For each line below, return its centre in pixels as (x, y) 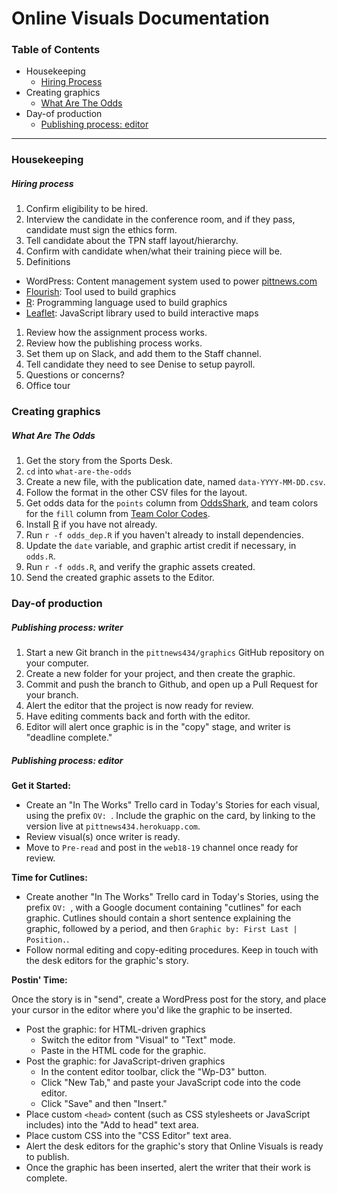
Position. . (47, 939)
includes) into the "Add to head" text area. (112, 1125)
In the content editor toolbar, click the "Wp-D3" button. (154, 1072)
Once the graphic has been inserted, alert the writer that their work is (168, 1168)
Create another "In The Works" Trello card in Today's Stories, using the (172, 897)
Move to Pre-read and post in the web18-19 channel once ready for (162, 848)
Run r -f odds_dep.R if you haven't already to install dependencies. (164, 535)
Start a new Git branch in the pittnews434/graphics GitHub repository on (175, 653)
